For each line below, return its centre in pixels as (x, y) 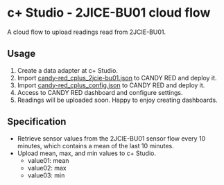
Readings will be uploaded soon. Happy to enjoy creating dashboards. (117, 100)
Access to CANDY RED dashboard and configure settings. (100, 92)
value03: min (46, 175)
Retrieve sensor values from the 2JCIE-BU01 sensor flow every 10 (111, 138)
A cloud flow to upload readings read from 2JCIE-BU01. (87, 32)
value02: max (47, 168)
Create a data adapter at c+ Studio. (67, 70)
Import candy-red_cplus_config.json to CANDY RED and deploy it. (111, 85)
